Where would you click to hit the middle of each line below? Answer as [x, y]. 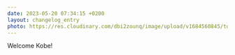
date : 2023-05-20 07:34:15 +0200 [56, 13]
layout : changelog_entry [43, 20]
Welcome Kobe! [30, 46]
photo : [17, 26]
